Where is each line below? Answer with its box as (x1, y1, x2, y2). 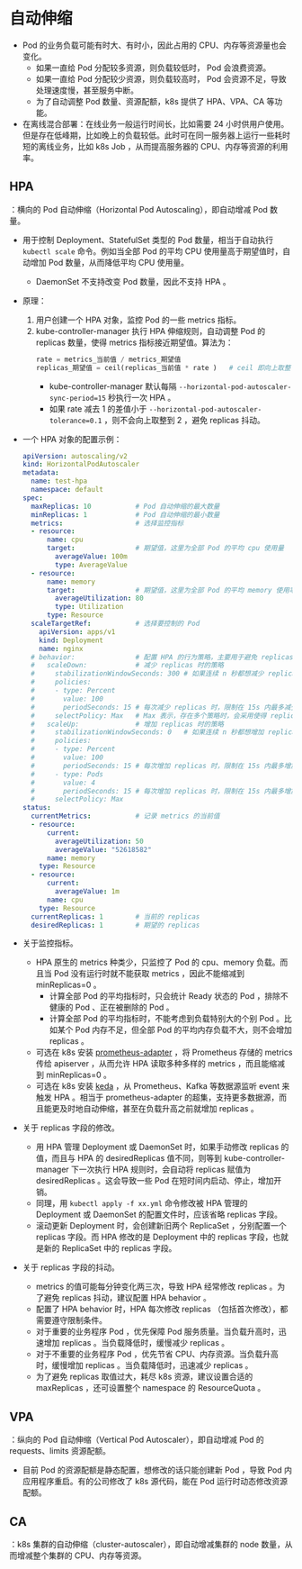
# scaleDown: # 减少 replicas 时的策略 (31, 661, 225, 670)
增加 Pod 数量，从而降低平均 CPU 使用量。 (30, 257, 189, 268)
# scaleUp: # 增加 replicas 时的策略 (31, 720, 225, 729)
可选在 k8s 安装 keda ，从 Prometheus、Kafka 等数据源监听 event (35, 1081, 280, 1092)
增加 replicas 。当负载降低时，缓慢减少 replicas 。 (43, 1338, 230, 1348)
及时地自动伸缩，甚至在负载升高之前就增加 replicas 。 (59, 1103, 259, 1114)
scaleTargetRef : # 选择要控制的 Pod (31, 619, 200, 628)
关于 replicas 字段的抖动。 (22, 1262, 120, 1273)
